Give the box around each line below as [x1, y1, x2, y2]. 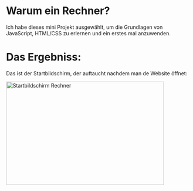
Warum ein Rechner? [6, 4, 110, 18]
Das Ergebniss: [6, 51, 82, 64]
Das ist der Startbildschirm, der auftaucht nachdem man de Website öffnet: [6, 69, 188, 77]
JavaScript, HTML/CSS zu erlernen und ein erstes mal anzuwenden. [6, 29, 171, 36]
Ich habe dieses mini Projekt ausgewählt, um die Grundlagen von [6, 24, 163, 31]
